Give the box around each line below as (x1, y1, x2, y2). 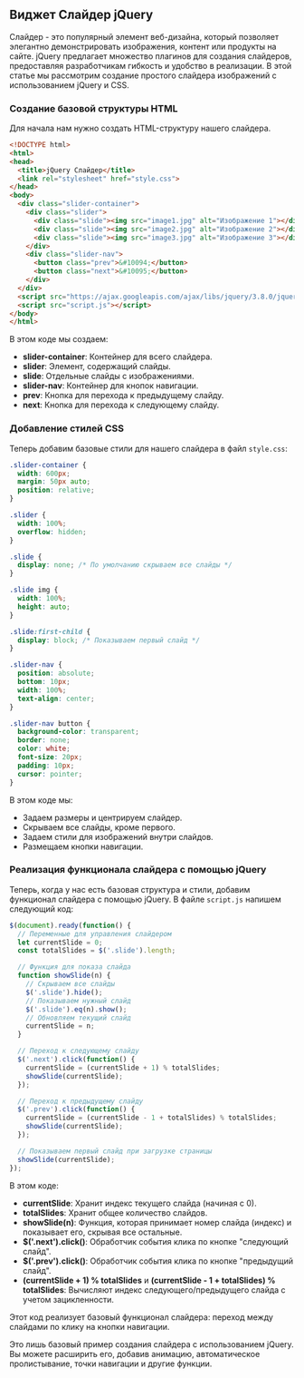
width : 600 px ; (17, 469, 71, 478)
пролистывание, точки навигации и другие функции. (9, 1358, 213, 1369)
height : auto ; (17, 602, 71, 611)
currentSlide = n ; (25, 1021, 95, 1031)
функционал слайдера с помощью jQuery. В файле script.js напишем (9, 894, 282, 904)
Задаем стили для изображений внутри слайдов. (22, 831, 214, 842)
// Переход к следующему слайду (17, 1047, 140, 1056)
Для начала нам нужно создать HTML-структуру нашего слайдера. (9, 122, 271, 134)
